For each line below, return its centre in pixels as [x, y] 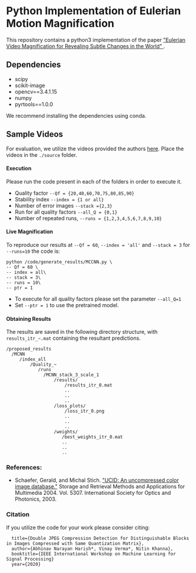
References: [24, 468]
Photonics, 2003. [36, 499]
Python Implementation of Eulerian [94, 11]
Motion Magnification [60, 23]
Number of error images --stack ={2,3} [63, 205]
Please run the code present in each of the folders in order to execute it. [94, 181]
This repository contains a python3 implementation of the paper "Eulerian [96, 40]
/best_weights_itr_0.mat [92, 437]
